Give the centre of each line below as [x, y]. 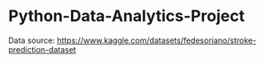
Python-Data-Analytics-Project [127, 16]
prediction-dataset [42, 49]
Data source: [31, 40]
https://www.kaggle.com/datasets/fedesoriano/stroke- [156, 40]
